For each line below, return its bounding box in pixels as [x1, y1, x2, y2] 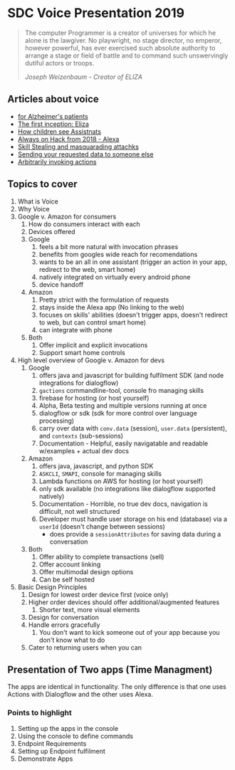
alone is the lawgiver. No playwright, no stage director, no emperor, [24, 36, 222, 44]
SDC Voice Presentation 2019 [7, 5, 185, 21]
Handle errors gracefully [28, 621, 100, 629]
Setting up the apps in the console [17, 724, 119, 732]
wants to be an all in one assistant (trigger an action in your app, [38, 258, 228, 266]
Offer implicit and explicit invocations [38, 340, 148, 349]
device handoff [38, 280, 84, 289]
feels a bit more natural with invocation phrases [38, 242, 179, 250]
